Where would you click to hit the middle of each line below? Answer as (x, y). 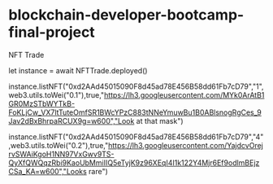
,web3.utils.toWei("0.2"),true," (58, 145)
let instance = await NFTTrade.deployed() (78, 70)
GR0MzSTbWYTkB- (42, 103)
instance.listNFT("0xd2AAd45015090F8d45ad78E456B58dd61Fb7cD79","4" (136, 137)
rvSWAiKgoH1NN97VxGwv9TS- (62, 154)
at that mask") (160, 120)
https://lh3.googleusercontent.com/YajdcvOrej (186, 145)
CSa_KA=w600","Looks (48, 171)
